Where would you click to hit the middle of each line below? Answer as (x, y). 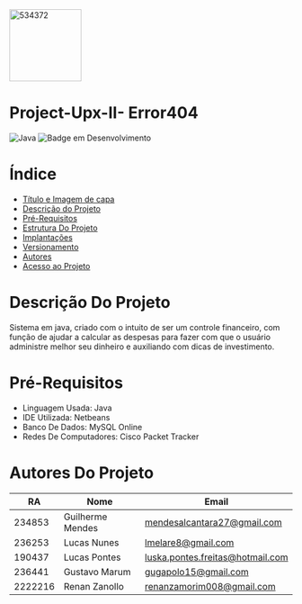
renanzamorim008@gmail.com (210, 586)
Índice (33, 174)
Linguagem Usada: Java (67, 408)
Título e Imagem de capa (68, 199)
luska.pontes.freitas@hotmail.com (217, 557)
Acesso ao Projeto (56, 266)
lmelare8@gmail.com (190, 542)
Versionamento (50, 247)
